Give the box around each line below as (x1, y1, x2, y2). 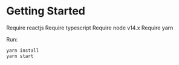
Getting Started (6, 4, 86, 18)
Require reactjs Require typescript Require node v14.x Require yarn (6, 24, 174, 31)
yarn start (6, 53, 34, 59)
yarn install (6, 47, 39, 54)
